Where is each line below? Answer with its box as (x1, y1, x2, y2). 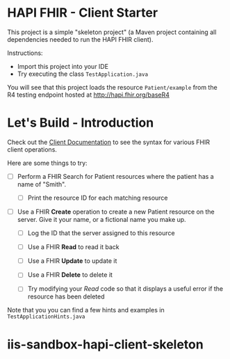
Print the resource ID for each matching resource (27, 193, 168, 202)
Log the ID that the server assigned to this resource (27, 229, 175, 237)
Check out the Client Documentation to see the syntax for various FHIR (7, 138, 211, 146)
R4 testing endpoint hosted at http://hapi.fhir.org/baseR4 (7, 90, 170, 99)
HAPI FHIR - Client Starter (7, 5, 158, 21)
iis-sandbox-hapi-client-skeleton (7, 336, 204, 352)
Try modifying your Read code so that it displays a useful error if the (27, 285, 224, 293)
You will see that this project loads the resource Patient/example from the (7, 83, 217, 91)
